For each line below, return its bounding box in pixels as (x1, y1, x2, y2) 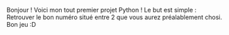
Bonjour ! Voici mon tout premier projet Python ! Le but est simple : (6, 6, 197, 14)
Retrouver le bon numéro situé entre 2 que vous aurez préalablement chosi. (6, 13, 223, 21)
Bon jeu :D (6, 21, 36, 28)
